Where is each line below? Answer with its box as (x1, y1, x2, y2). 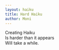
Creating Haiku (5, 30, 35, 36)
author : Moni (5, 16, 32, 21)
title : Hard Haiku (5, 12, 42, 17)
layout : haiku (5, 7, 34, 12)
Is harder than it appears (5, 35, 55, 41)
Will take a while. (5, 40, 39, 46)
